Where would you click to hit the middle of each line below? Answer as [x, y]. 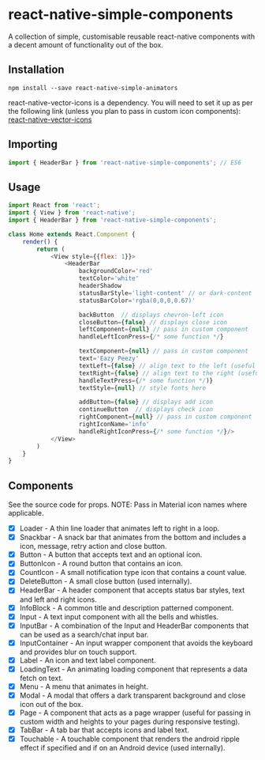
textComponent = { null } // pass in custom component [163, 351]
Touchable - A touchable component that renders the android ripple [130, 739]
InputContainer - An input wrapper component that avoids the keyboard [136, 643]
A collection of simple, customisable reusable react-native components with [131, 36]
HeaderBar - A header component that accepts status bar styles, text [132, 590]
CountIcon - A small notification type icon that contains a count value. [133, 573]
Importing [33, 144]
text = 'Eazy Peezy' [109, 358]
